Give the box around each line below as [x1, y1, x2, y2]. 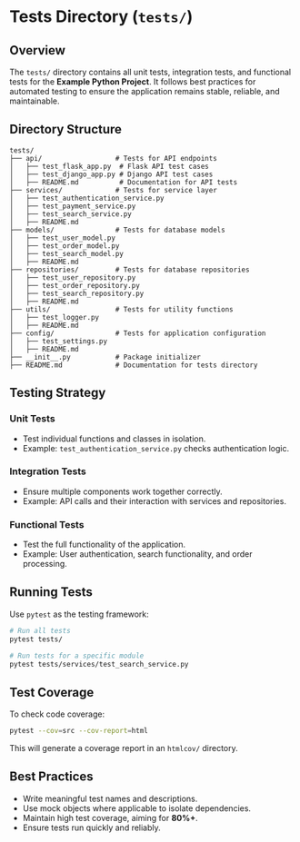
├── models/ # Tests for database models [9, 225, 225, 234]
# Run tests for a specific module [9, 651, 145, 660]
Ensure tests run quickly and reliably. [22, 822, 161, 833]
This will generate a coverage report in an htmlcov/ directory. [9, 743, 238, 754]
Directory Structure [9, 122, 123, 137]
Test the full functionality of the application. [22, 539, 186, 550]
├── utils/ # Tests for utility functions [9, 304, 234, 314]
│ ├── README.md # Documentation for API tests [9, 177, 238, 187]
